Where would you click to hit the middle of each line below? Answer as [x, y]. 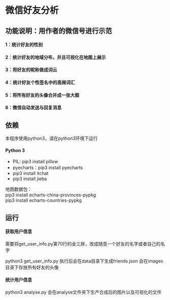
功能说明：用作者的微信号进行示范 [59, 31]
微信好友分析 [32, 10]
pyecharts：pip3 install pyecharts [48, 168]
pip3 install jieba [30, 179]
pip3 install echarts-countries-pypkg [44, 200]
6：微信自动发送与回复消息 [33, 108]
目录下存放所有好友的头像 [32, 267]
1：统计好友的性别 [24, 45]
